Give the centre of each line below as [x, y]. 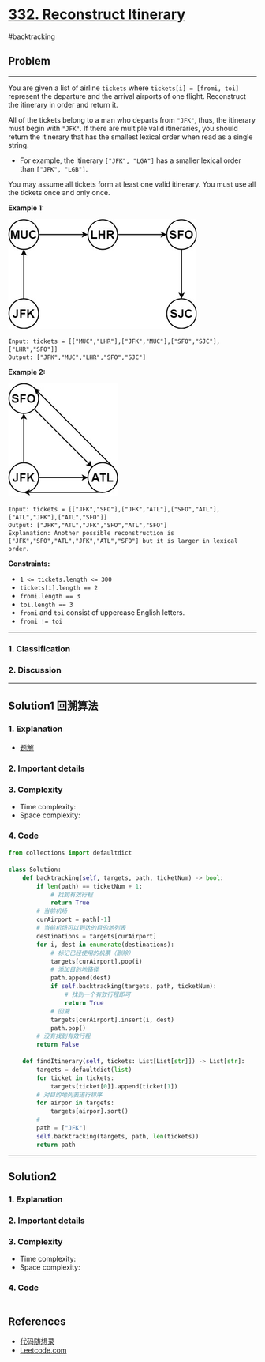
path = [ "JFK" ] [62, 1128]
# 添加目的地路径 [75, 970]
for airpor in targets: [75, 1103]
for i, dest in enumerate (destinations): [106, 945]
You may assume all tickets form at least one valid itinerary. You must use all [132, 184]
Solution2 [32, 1177]
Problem [30, 61]
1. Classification [39, 648]
